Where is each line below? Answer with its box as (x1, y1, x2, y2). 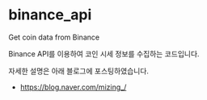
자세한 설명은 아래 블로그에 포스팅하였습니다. (8, 66, 150, 76)
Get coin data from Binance (8, 32, 99, 42)
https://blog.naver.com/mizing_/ (19, 82, 127, 92)
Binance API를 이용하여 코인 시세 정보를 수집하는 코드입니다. (8, 48, 200, 58)
